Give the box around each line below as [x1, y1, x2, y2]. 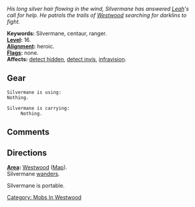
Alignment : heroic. [7, 42, 55, 50]
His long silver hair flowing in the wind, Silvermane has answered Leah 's [7, 5, 189, 12]
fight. [7, 18, 21, 25]
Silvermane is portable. [7, 182, 65, 189]
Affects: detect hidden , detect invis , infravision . [7, 56, 127, 63]
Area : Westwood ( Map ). [7, 164, 67, 171]
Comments [7, 127, 50, 137]
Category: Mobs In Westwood [7, 194, 81, 201]
